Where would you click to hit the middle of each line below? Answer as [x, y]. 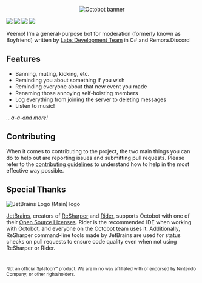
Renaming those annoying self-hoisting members [76, 93]
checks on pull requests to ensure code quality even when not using [92, 242]
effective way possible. [35, 170]
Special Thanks [36, 190]
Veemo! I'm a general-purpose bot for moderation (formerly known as [93, 34]
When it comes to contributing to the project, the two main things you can [98, 151]
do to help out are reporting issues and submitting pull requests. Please [96, 158]
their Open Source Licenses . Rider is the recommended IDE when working [99, 222]
